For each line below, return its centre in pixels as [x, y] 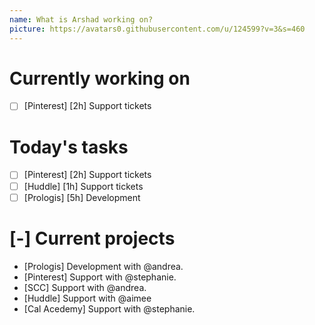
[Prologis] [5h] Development [82, 197]
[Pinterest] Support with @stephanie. [100, 277]
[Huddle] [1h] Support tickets [83, 186]
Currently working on [100, 78]
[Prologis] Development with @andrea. [103, 266]
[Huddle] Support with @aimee [87, 298]
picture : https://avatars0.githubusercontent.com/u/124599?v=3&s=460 [157, 29]
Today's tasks [69, 147]
